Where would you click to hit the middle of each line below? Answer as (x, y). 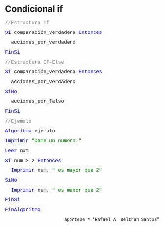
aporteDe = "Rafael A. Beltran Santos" (112, 219)
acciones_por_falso (38, 101)
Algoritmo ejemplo (30, 131)
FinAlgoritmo (23, 210)
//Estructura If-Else (35, 62)
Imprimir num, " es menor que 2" (57, 190)
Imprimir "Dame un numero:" (43, 141)
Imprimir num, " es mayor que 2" (57, 170)
